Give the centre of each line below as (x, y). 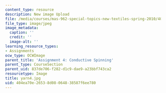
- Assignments (20, 51)
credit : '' (21, 37)
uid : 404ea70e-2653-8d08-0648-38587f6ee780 (51, 83)
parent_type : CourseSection (34, 64)
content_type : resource (30, 10)
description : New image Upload (37, 14)
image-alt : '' (24, 42)
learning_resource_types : (32, 46)
